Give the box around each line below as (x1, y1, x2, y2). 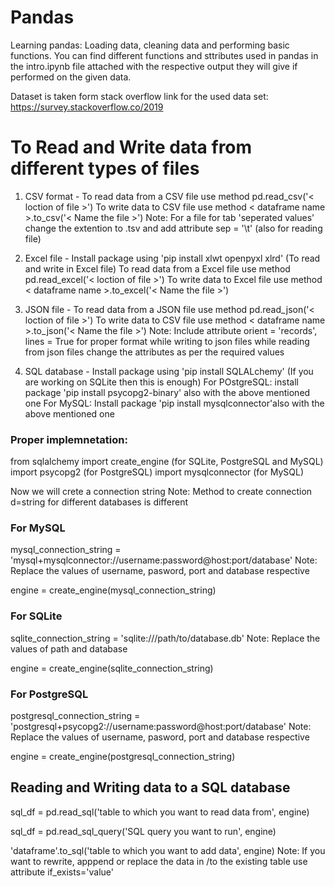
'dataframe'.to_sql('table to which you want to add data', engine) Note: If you (10, 844, 326, 856)
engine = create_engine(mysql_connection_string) (10, 584, 217, 596)
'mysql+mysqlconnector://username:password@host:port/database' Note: (10, 554, 318, 566)
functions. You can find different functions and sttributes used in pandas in (10, 49, 319, 61)
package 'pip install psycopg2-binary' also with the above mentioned (24, 386, 311, 398)
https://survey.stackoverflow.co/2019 (10, 101, 164, 113)
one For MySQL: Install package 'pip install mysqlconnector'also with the (24, 397, 325, 409)
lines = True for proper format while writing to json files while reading (24, 335, 310, 347)
